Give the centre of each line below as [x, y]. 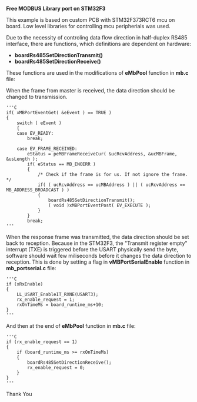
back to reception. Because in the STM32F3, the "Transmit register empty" [97, 243]
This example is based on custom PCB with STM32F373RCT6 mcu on [91, 20]
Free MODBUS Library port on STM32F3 [56, 9]
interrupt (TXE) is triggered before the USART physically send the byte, [92, 249]
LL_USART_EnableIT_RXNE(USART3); [58, 294]
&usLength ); [22, 159]
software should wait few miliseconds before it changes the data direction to [99, 256]
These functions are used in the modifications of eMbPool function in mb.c [97, 73]
